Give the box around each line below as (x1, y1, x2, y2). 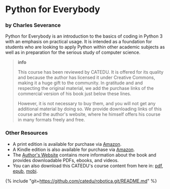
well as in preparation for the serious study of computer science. (5, 49, 141, 55)
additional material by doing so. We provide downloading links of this (17, 106, 162, 112)
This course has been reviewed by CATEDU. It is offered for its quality (17, 69, 164, 75)
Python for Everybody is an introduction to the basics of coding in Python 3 (5, 33, 163, 39)
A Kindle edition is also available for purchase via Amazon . (12, 146, 135, 152)
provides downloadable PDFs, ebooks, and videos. (12, 157, 119, 163)
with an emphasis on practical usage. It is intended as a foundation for (5, 39, 152, 45)
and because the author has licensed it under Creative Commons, (17, 75, 155, 81)
